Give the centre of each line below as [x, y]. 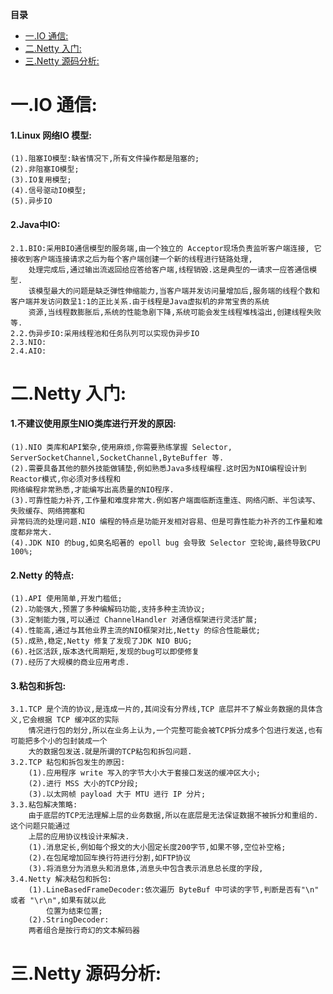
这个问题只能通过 [40, 826]
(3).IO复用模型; [41, 180]
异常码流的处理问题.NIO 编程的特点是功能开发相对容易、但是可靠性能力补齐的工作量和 [163, 521]
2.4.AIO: [28, 351]
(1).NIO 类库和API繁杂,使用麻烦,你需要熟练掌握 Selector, [121, 447]
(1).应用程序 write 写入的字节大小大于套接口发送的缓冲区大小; [144, 773]
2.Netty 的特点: [42, 575]
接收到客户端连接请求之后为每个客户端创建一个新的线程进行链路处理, [131, 259]
